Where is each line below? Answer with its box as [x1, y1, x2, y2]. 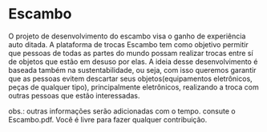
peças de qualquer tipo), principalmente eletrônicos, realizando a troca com [8, 82, 259, 92]
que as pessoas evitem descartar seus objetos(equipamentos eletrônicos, [8, 74, 253, 83]
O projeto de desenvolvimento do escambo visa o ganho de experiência [8, 31, 246, 41]
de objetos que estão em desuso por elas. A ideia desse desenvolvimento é [8, 57, 258, 66]
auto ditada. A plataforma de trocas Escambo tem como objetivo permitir [8, 39, 249, 49]
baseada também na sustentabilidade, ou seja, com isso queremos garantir [8, 65, 257, 74]
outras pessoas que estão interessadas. [8, 90, 140, 100]
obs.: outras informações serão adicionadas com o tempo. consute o [8, 106, 236, 116]
